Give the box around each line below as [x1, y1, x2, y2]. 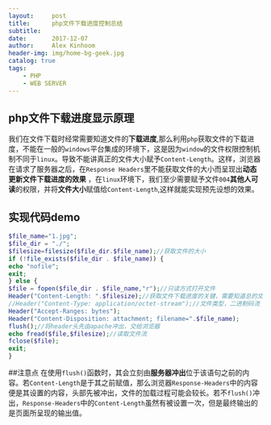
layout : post [8, 11, 67, 20]
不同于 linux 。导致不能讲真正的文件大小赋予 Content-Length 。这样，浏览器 [15, 154, 261, 164]
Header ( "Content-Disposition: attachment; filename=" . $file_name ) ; [8, 315, 240, 323]
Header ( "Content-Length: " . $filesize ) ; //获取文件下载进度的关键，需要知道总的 [8, 292, 258, 301]
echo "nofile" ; [8, 262, 60, 270]
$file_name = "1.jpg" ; [8, 232, 78, 240]
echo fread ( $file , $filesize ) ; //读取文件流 [8, 330, 148, 338]
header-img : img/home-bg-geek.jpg [8, 49, 125, 57]
